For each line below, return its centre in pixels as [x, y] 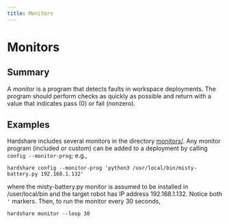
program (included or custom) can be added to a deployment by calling [108, 148]
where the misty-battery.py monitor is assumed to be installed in [98, 187]
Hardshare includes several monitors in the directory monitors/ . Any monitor [114, 141]
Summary [28, 72]
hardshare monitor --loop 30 [49, 214]
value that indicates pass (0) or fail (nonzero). [71, 103]
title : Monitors [30, 13]
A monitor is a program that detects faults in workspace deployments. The [112, 89]
